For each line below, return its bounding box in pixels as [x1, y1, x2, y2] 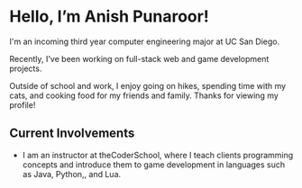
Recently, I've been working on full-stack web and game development [9, 53, 270, 64]
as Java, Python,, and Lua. [22, 168, 122, 179]
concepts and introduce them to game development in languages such [22, 159, 286, 170]
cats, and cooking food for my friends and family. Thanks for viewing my [9, 90, 279, 101]
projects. [9, 63, 42, 74]
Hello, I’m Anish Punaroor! [9, 6, 209, 27]
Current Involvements [9, 126, 135, 141]
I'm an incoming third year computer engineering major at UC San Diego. [9, 36, 280, 47]
